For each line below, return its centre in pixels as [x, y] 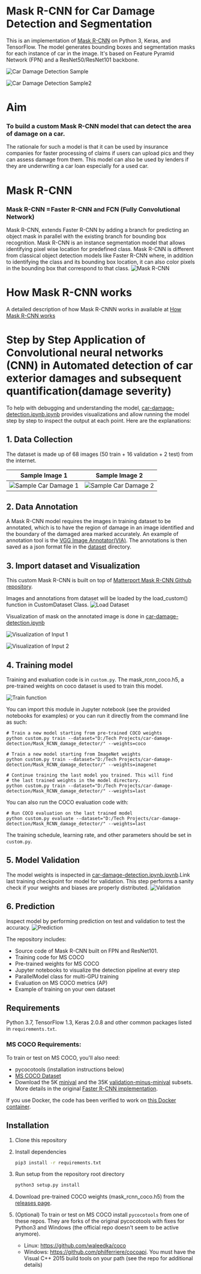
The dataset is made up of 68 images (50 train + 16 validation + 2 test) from [100, 454]
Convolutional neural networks [85, 353]
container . [19, 1107]
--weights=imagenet [133, 765]
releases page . [33, 1203]
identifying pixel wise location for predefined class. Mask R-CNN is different [100, 249]
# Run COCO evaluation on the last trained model [70, 813]
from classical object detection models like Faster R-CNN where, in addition [100, 255]
